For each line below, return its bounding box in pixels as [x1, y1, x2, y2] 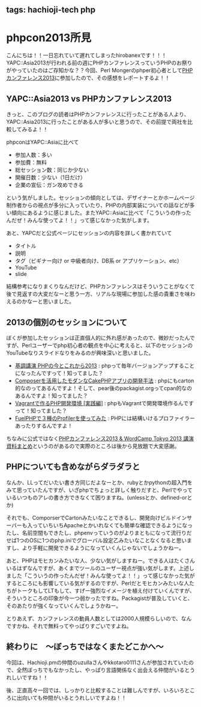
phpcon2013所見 [6, 31, 92, 44]
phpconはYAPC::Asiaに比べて [6, 138, 79, 146]
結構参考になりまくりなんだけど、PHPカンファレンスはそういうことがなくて [6, 283, 195, 290]
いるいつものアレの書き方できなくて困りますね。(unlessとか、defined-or [6, 494, 187, 501]
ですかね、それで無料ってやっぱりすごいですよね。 [6, 622, 132, 629]
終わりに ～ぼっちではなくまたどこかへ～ [6, 641, 164, 652]
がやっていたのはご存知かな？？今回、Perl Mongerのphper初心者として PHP [6, 67, 193, 74]
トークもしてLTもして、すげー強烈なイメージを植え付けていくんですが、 [16, 587, 195, 594]
